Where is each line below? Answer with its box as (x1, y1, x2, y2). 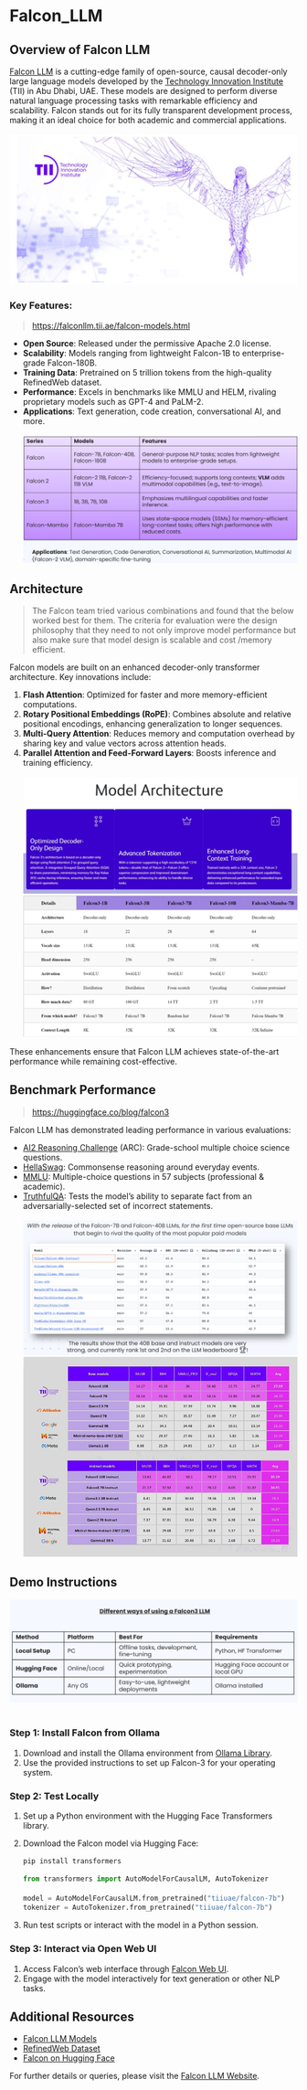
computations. (22, 699, 78, 710)
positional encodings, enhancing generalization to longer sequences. (22, 718, 283, 729)
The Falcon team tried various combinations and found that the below (31, 605, 294, 617)
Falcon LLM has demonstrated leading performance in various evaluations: (9, 1124, 291, 1135)
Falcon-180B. (47, 357, 98, 368)
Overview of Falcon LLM (9, 42, 151, 58)
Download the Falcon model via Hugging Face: (22, 1838, 199, 1849)
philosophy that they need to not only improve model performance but (31, 625, 297, 636)
